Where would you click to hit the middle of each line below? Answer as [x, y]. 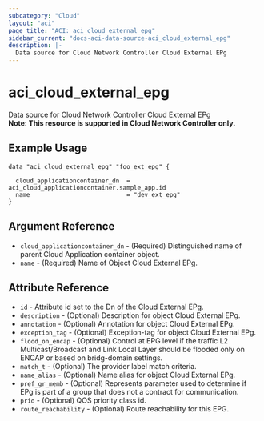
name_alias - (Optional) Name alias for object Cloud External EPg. [128, 375]
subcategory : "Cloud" [44, 16]
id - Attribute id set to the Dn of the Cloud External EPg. [112, 307]
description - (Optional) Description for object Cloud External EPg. [130, 315]
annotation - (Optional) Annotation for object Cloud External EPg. [127, 324]
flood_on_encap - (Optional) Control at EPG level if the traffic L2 [124, 341]
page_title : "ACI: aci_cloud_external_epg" [82, 30]
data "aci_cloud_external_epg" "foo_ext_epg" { [89, 166]
